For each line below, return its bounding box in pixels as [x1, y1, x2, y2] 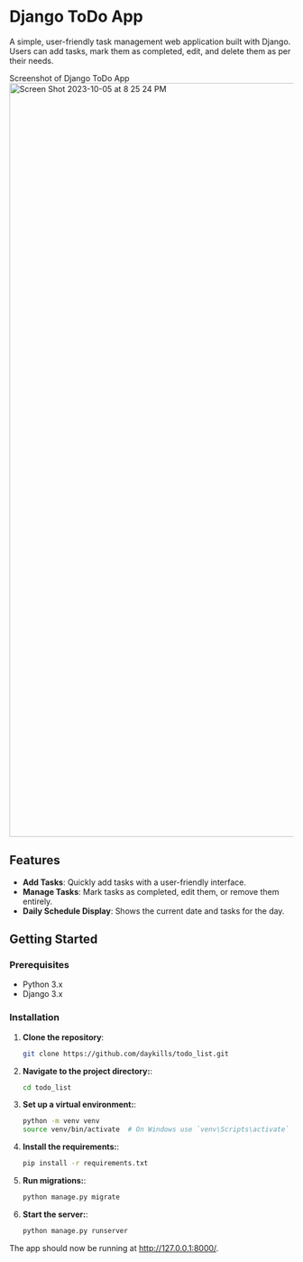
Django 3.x [22, 989, 63, 999]
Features [9, 852, 60, 868]
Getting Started [9, 932, 98, 947]
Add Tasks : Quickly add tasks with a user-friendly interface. [22, 877, 246, 888]
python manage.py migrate [22, 1193, 120, 1202]
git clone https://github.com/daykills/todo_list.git [22, 1049, 229, 1058]
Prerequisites [9, 959, 69, 972]
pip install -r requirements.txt [22, 1159, 149, 1168]
